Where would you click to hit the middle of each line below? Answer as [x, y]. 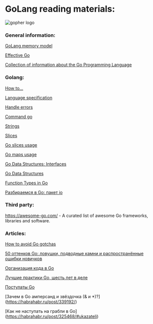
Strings [12, 126]
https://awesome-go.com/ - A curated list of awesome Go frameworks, [76, 216]
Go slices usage [21, 145]
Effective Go [18, 55]
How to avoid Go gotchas [31, 244]
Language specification [29, 97]
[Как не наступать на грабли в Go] [41, 311]
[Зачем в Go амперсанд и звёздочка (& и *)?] [53, 297]
